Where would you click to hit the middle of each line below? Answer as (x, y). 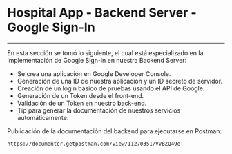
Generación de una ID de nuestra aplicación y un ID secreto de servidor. (120, 81)
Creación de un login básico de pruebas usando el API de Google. (111, 88)
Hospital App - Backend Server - (102, 13)
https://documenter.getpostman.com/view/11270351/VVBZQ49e (94, 144)
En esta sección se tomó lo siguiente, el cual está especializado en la (105, 52)
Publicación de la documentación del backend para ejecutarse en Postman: (115, 131)
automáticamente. (43, 117)
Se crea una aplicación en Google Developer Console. (94, 73)
